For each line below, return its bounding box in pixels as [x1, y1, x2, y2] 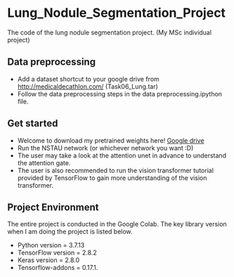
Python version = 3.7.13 [17, 241, 85, 250]
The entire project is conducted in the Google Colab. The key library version [7, 220, 227, 228]
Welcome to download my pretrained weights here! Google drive [17, 136, 204, 145]
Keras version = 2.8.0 [17, 256, 79, 264]
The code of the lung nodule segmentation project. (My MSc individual [7, 28, 212, 37]
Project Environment [7, 201, 99, 213]
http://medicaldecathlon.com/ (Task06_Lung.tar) [17, 82, 158, 91]
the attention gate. [17, 158, 71, 167]
